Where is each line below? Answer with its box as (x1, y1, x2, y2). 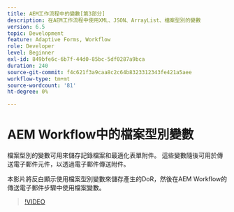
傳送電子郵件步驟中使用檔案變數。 (7, 183, 105, 192)
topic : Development (7, 29, 64, 37)
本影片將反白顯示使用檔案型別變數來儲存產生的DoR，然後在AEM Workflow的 (7, 175, 227, 183)
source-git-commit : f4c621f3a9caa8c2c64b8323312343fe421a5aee (7, 69, 192, 76)
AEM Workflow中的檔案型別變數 (7, 127, 194, 143)
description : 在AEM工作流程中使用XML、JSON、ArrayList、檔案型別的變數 (7, 17, 201, 24)
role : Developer (7, 43, 54, 50)
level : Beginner (7, 50, 54, 57)
